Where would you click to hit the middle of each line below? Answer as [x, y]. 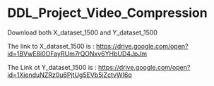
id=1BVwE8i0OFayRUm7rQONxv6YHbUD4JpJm [77, 54]
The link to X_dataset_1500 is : [51, 46]
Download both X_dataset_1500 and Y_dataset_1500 [82, 32]
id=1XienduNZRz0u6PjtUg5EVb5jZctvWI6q [70, 75]
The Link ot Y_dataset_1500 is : [52, 67]
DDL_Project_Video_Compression [107, 13]
